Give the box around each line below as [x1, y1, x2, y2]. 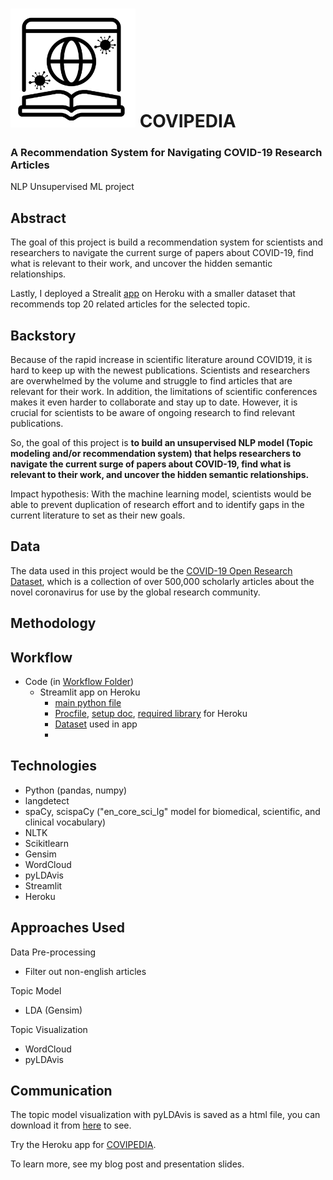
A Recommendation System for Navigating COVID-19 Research [10, 146, 323, 160]
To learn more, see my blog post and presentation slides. [10, 1158, 245, 1170]
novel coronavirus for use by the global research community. [10, 586, 261, 598]
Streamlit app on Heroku [39, 686, 141, 698]
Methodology [10, 615, 97, 632]
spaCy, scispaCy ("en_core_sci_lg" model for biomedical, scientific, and [24, 805, 321, 817]
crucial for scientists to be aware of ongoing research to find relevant [10, 407, 296, 419]
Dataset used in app [54, 718, 138, 730]
